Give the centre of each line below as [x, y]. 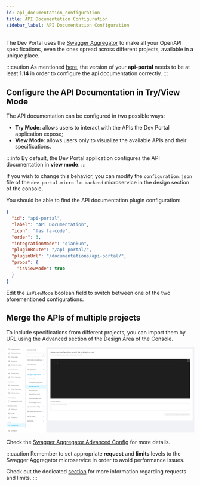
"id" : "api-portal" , [37, 219]
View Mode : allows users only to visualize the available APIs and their [101, 140]
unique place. [23, 56]
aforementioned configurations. [45, 299]
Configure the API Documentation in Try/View [93, 92]
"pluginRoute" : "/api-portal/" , [52, 250]
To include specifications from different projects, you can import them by [96, 332]
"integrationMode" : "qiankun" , [50, 244]
